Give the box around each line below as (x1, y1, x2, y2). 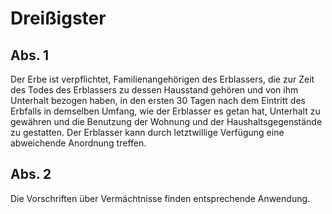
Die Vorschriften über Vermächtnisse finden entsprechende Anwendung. (10, 192, 311, 204)
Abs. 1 (10, 47, 50, 64)
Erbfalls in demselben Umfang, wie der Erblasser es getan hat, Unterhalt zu (10, 105, 321, 117)
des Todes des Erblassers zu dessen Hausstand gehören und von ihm (10, 84, 299, 96)
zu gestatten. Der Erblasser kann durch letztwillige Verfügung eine (10, 127, 285, 138)
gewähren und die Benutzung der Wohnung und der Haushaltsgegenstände (10, 116, 323, 127)
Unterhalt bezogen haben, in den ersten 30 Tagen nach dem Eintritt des (10, 95, 306, 106)
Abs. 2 (10, 166, 52, 183)
